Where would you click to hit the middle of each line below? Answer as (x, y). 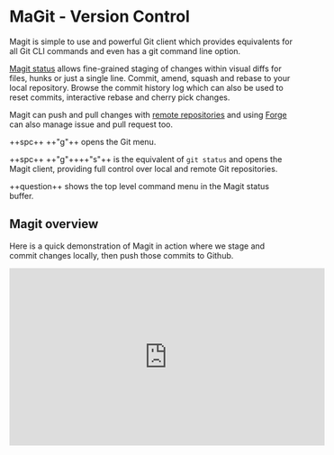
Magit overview (54, 224)
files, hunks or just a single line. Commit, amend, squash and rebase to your (150, 77)
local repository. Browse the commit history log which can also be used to (146, 87)
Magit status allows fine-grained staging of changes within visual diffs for (145, 68)
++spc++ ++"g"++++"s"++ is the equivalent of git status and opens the (146, 159)
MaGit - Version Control (100, 17)
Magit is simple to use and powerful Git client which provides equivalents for (151, 41)
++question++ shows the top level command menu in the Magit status (140, 186)
